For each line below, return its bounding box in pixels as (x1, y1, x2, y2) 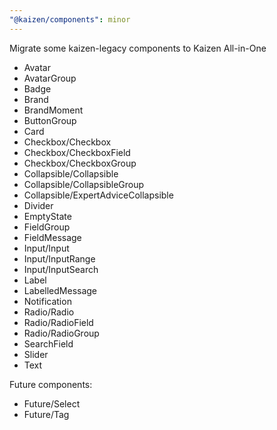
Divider (23, 199, 54, 211)
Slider (23, 348, 49, 360)
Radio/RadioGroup (23, 327, 100, 339)
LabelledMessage (23, 284, 98, 296)
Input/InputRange (23, 252, 96, 265)
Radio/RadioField (23, 316, 94, 328)
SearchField (23, 337, 74, 350)
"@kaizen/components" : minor (9, 14, 131, 25)
